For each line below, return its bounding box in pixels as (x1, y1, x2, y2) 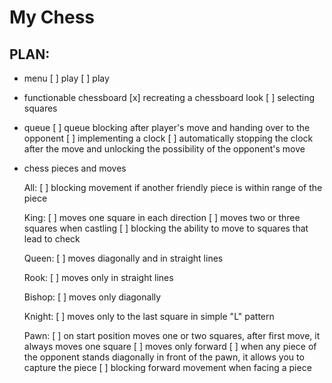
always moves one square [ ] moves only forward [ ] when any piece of (23, 341, 317, 352)
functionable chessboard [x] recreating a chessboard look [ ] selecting (23, 92, 316, 103)
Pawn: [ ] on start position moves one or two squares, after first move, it (23, 330, 321, 341)
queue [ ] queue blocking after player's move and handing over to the (23, 122, 311, 133)
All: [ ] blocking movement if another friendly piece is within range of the (23, 182, 323, 193)
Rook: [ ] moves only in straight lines (23, 272, 174, 283)
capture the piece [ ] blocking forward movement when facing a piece (23, 362, 312, 373)
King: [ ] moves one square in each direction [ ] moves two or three (23, 212, 301, 223)
